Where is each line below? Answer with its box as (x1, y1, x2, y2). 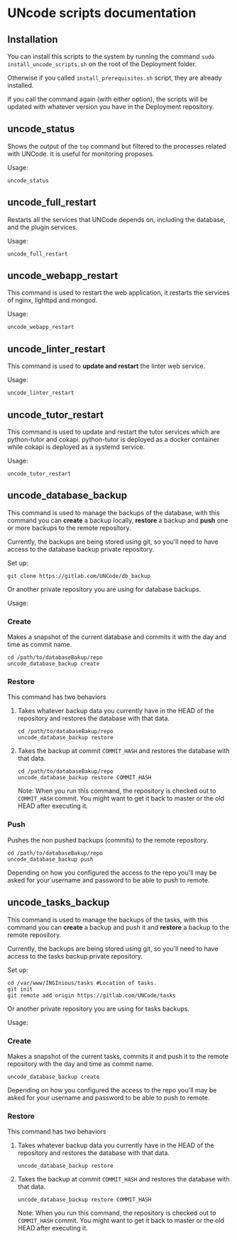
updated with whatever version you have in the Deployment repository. (7, 102, 214, 111)
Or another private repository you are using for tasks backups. (7, 1004, 190, 1013)
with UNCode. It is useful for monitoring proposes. (7, 149, 155, 158)
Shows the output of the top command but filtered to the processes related (7, 142, 226, 150)
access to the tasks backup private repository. (7, 951, 143, 960)
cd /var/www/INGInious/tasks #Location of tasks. (7, 979, 158, 986)
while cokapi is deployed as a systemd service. (7, 443, 145, 451)
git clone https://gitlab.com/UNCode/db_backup (7, 572, 151, 579)
